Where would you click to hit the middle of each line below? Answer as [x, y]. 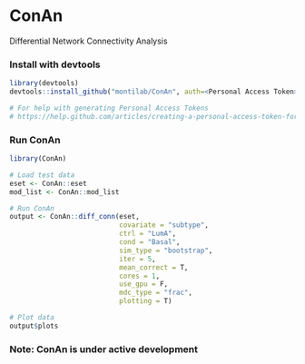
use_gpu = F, [144, 284]
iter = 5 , [138, 259]
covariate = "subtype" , [164, 225]
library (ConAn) [38, 159]
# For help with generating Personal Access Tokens [109, 108]
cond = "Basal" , [150, 242]
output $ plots [34, 326]
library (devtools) [44, 84]
